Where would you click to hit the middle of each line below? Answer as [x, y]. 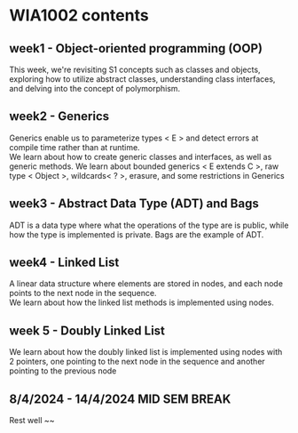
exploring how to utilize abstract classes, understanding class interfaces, [142, 79]
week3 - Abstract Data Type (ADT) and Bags [134, 204]
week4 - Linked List [64, 263]
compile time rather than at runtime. [74, 147]
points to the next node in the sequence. [83, 293]
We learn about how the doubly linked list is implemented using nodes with [146, 352]
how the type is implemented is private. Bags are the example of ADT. [137, 234]
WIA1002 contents [79, 16]
